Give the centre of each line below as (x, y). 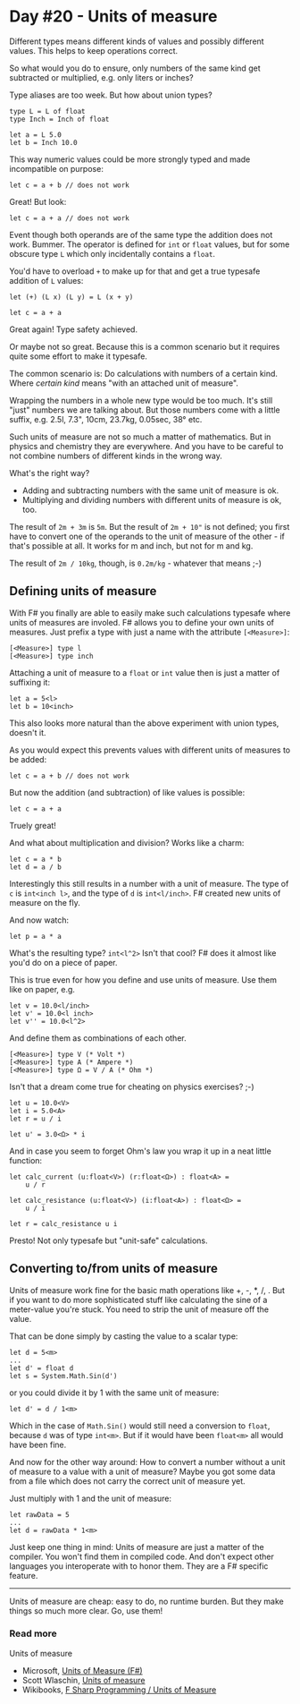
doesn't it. (28, 732)
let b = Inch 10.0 (43, 142)
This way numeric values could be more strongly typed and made (130, 159)
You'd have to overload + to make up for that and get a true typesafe (135, 271)
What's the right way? (50, 473)
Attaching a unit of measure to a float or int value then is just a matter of (145, 672)
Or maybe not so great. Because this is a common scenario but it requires (145, 346)
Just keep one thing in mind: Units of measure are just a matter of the (137, 1546)
